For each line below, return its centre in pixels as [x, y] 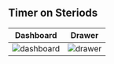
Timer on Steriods [53, 13]
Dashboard [36, 35]
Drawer [85, 35]
